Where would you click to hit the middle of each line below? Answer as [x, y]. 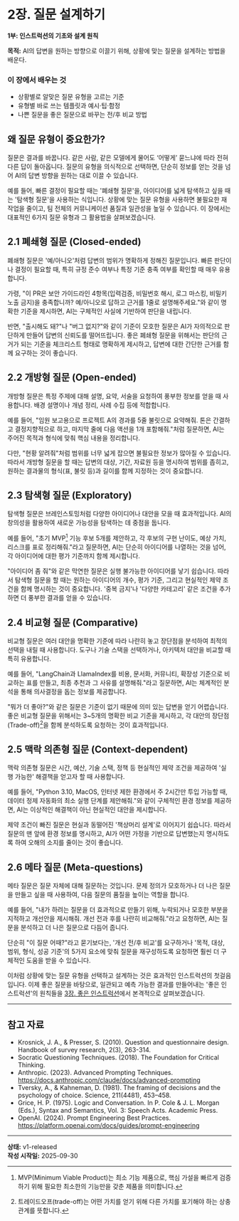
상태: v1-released [32, 1147]
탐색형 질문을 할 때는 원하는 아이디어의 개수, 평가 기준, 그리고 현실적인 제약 [118, 580]
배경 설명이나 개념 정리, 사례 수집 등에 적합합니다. [102, 405]
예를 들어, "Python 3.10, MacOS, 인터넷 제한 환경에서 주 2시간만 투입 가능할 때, [117, 792]
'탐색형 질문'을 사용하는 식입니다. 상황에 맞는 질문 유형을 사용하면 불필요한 [117, 199]
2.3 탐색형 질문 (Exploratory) [70, 496]
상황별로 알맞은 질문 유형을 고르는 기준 [71, 97]
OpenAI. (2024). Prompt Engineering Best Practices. [94, 1118]
